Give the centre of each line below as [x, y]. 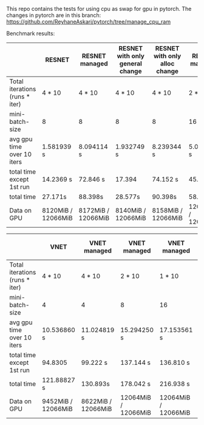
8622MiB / [97, 401]
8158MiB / [167, 210]
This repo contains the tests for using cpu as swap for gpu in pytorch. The [99, 9]
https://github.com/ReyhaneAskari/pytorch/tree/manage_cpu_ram [89, 22]
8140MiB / [131, 210]
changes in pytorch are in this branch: [54, 15]
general [131, 63]
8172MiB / [94, 210]
